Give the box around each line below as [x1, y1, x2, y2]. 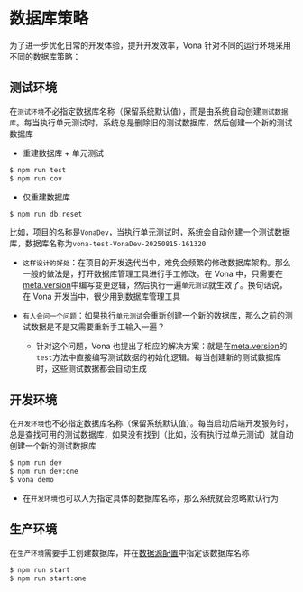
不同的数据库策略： [9, 51, 81, 61]
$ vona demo [9, 475, 54, 484]
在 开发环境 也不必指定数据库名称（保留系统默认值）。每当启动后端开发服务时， [9, 418, 293, 429]
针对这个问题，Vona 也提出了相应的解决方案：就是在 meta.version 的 [35, 340, 288, 352]
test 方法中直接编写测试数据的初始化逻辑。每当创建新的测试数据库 [35, 352, 282, 363]
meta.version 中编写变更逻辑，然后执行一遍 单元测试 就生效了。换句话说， [22, 280, 288, 291]
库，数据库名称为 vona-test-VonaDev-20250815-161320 [9, 238, 207, 249]
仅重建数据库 [22, 191, 70, 202]
